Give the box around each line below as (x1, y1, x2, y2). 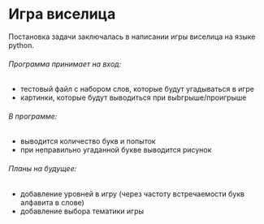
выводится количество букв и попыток (19, 136, 156, 146)
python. (8, 40, 34, 50)
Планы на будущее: (8, 163, 77, 173)
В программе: (8, 111, 58, 121)
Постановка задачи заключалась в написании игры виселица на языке (8, 32, 256, 41)
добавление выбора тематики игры (19, 206, 145, 216)
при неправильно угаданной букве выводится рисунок (19, 145, 212, 155)
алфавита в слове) (19, 197, 85, 207)
